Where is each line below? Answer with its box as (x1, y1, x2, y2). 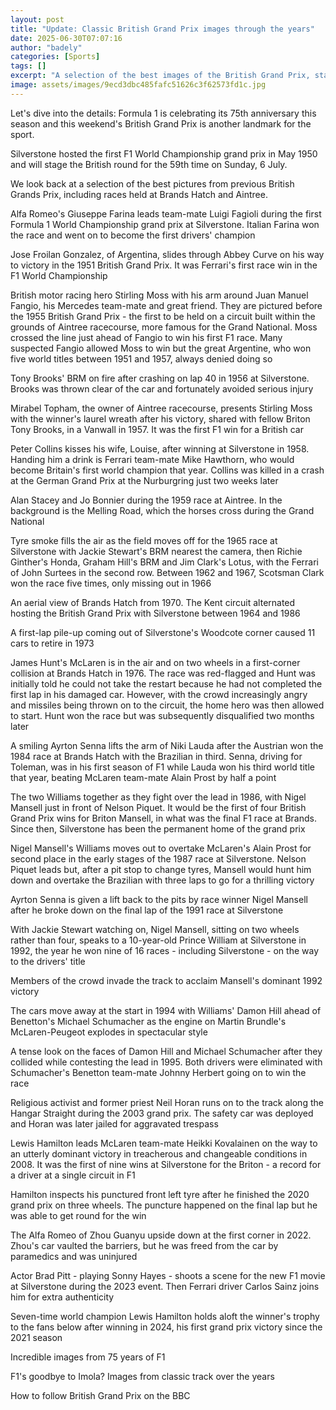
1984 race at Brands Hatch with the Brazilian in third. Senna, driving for (10, 750, 303, 762)
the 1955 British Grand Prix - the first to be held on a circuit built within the (10, 310, 316, 322)
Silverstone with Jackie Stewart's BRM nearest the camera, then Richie (10, 545, 303, 557)
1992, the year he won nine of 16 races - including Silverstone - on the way (10, 944, 319, 956)
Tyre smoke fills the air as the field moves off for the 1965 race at (10, 534, 278, 546)
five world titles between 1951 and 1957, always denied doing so (10, 352, 273, 365)
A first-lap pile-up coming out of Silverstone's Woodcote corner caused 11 (10, 626, 316, 638)
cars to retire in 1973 (10, 637, 95, 649)
